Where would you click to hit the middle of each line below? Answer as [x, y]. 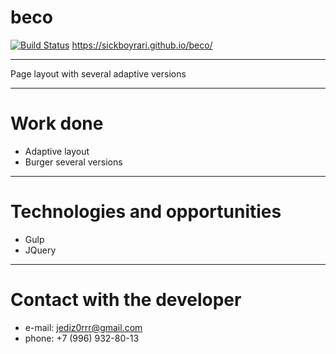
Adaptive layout [57, 151]
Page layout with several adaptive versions [98, 73]
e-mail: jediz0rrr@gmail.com [83, 327]
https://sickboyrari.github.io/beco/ [142, 45]
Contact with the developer [126, 300]
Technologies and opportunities [146, 212]
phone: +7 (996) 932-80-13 [82, 338]
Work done [57, 123]
